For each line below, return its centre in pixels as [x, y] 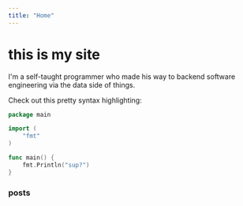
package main [30, 114]
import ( [22, 129]
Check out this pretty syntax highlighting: [75, 100]
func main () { [32, 158]
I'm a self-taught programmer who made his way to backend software [122, 77]
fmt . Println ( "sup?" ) [56, 165]
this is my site [54, 54]
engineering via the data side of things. [72, 84]
